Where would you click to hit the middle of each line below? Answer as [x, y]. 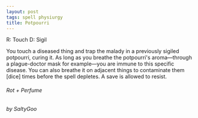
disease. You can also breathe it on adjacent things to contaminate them [95, 70]
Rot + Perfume [24, 90]
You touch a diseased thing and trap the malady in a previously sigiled [93, 51]
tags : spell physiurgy [34, 17]
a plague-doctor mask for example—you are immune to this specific [90, 64]
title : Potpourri [28, 23]
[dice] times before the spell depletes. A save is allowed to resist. [86, 77]
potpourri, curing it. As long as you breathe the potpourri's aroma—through [99, 58]
